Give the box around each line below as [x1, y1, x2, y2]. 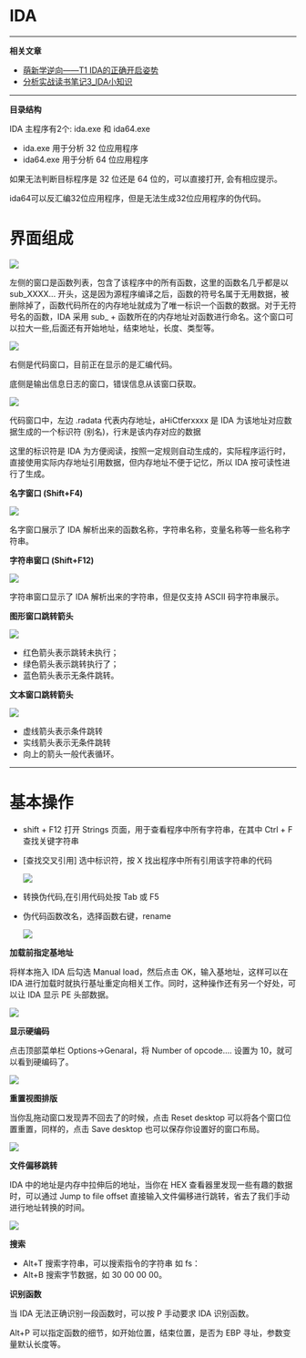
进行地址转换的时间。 [9, 1201, 89, 1212]
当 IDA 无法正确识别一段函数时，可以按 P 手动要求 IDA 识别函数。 [9, 1308, 254, 1319]
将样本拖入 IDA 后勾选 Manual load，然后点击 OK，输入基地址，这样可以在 [9, 966, 289, 977]
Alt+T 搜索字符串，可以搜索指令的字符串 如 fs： [22, 1258, 200, 1269]
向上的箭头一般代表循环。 [22, 748, 119, 759]
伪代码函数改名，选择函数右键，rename [22, 910, 171, 921]
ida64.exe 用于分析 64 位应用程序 [22, 154, 148, 165]
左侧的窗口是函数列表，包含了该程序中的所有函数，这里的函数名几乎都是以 [9, 277, 289, 288]
